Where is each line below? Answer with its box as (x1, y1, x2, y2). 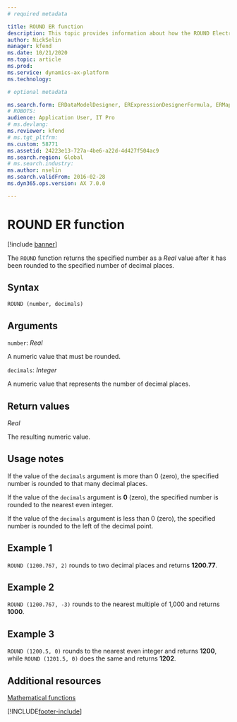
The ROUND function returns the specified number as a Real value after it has (7, 254, 227, 262)
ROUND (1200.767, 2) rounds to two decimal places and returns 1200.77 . (7, 561, 217, 569)
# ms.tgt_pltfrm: (7, 134, 59, 141)
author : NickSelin (7, 36, 61, 43)
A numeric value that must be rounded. (7, 353, 121, 361)
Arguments (7, 319, 59, 332)
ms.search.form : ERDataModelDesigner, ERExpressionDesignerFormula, (7, 101, 213, 108)
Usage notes (7, 453, 64, 465)
